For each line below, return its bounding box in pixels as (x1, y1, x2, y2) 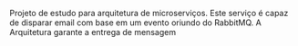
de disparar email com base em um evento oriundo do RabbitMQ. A (9, 17, 262, 28)
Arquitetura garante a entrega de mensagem (9, 27, 176, 37)
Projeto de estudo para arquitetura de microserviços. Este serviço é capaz (9, 8, 289, 18)
